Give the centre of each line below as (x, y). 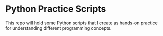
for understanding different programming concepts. (58, 28)
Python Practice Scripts (56, 9)
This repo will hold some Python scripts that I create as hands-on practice (81, 23)
